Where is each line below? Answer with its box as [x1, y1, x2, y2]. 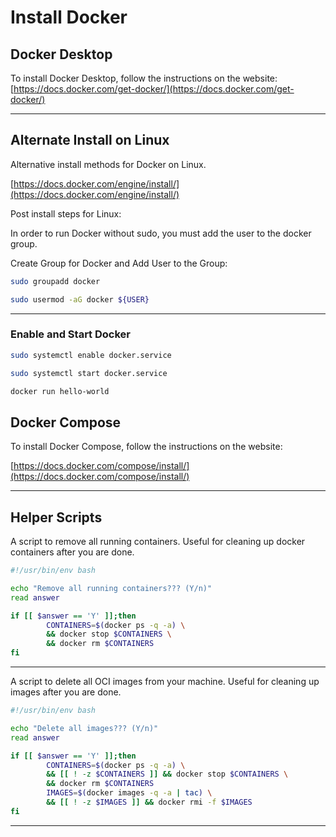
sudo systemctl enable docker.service [10, 350, 172, 360]
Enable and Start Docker [10, 327, 131, 341]
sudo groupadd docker [10, 276, 101, 286]
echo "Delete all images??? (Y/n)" [10, 723, 159, 733]
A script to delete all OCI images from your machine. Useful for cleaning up [10, 676, 320, 688]
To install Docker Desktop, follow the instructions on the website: [10, 72, 278, 84]
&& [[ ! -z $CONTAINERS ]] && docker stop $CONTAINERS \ [46, 769, 289, 780]
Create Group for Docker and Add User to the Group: [10, 257, 228, 269]
